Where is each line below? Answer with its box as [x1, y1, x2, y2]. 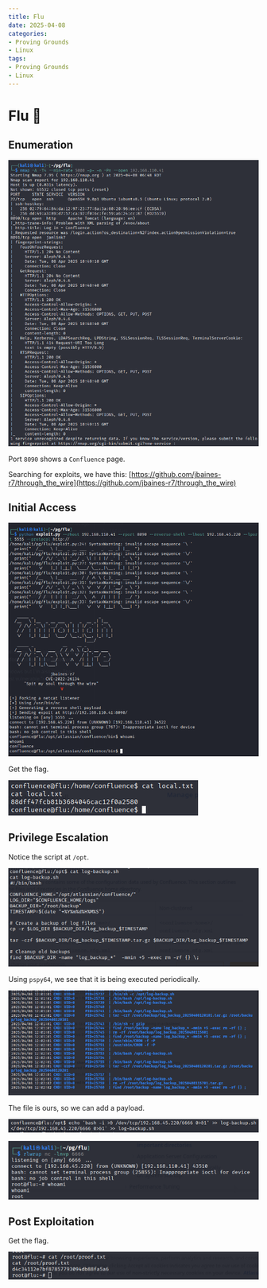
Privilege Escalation [8, 831, 109, 844]
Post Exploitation [8, 1215, 95, 1228]
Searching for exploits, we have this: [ [8, 470, 132, 479]
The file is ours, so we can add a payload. [8, 1104, 145, 1113]
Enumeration [8, 138, 74, 152]
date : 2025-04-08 [8, 21, 66, 29]
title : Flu [8, 13, 44, 21]
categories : [8, 29, 48, 37]
